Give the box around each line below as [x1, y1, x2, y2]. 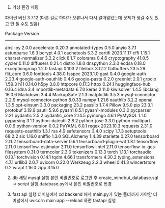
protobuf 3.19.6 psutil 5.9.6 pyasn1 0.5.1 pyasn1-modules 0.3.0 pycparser [5, 107, 151, 113]
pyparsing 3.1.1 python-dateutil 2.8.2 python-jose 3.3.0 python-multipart [5, 118, 151, 124]
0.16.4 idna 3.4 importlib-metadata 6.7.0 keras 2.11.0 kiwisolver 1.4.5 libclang [5, 86, 159, 92]
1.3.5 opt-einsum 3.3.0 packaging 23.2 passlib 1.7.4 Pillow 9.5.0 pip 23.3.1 [5, 102, 153, 108]
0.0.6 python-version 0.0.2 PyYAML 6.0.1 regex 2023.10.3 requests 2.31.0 [5, 123, 153, 129]
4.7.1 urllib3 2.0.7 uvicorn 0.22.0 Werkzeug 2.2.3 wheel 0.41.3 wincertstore [5, 159, 156, 165]
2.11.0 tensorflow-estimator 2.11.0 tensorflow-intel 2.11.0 [5, 144, 117, 150]
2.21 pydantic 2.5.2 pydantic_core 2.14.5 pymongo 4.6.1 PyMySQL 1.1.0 [5, 112, 147, 118]
